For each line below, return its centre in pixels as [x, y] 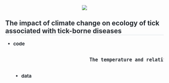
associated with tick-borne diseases [63, 31]
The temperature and [116, 60]
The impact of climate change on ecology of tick [82, 23]
